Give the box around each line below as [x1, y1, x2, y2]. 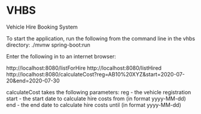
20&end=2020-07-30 [6, 77, 60, 84]
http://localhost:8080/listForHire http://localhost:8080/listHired [6, 64, 162, 72]
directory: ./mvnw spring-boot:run [6, 41, 91, 48]
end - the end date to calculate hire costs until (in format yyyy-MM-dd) [6, 101, 181, 108]
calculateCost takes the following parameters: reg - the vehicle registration [6, 88, 191, 95]
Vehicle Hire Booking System [6, 23, 78, 30]
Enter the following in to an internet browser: [6, 53, 116, 60]
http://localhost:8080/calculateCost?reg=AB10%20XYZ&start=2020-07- [6, 70, 185, 78]
